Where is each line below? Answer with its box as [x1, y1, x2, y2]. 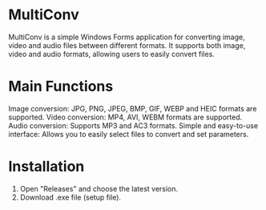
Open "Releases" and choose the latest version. [19, 184, 179, 193]
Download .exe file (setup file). [19, 192, 122, 202]
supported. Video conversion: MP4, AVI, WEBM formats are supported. [8, 112, 243, 122]
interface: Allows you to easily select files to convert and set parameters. [8, 129, 249, 139]
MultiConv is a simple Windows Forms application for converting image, [8, 32, 246, 42]
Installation [8, 158, 85, 176]
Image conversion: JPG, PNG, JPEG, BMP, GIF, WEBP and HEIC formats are [8, 103, 257, 113]
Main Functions [8, 78, 114, 95]
